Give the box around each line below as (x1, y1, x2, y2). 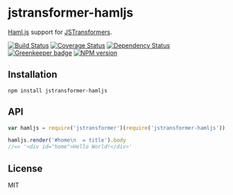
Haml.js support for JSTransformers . (8, 28, 112, 36)
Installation (8, 69, 58, 80)
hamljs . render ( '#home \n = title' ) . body (8, 137, 127, 144)
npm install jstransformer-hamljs (8, 87, 108, 94)
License (8, 162, 43, 174)
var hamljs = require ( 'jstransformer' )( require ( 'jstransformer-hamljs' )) (8, 124, 226, 131)
